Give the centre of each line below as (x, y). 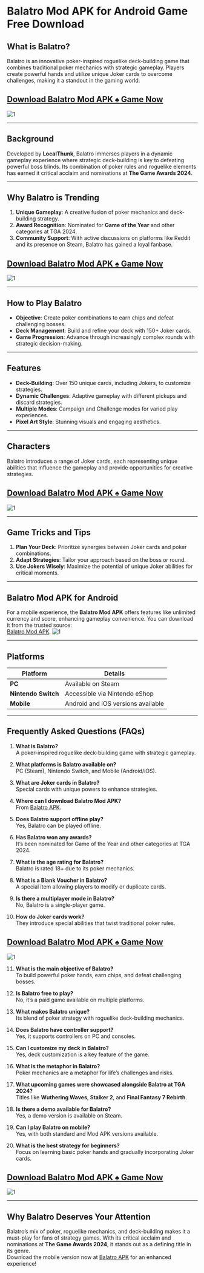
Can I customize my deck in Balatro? (62, 1048)
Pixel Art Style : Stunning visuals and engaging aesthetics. (88, 421)
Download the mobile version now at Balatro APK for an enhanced (89, 1257)
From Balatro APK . (38, 807)
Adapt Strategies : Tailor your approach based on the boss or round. (101, 560)
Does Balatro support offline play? (59, 819)
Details (115, 674)
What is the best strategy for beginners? (67, 1145)
